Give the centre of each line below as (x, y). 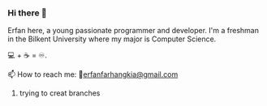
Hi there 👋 (28, 13)
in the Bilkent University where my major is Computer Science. (112, 39)
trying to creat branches (60, 93)
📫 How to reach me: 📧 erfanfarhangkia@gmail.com (93, 74)
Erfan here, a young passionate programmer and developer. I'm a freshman (133, 31)
